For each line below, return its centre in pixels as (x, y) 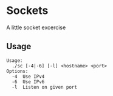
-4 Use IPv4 (28, 77)
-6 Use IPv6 (28, 82)
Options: (17, 71)
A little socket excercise (36, 27)
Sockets (27, 11)
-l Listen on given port (45, 87)
